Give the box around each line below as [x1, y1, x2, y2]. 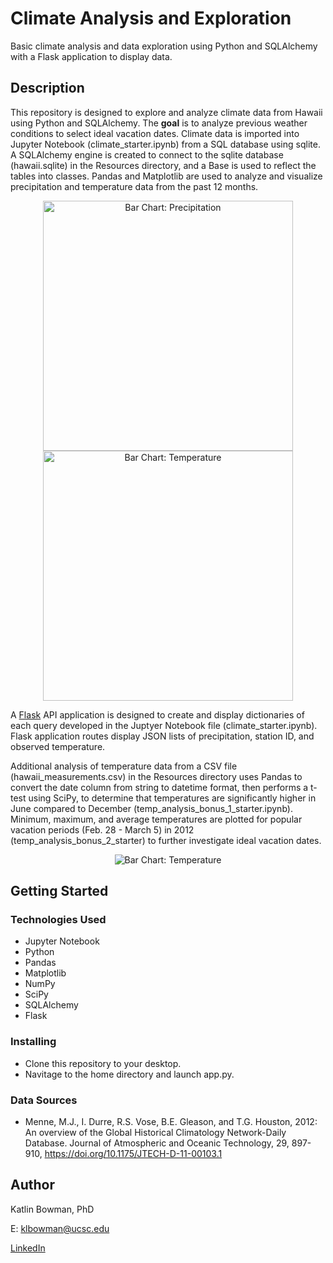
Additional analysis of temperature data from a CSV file [10, 760, 238, 772]
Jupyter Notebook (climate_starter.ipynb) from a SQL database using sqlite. [10, 138, 321, 150]
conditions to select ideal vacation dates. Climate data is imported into [10, 127, 300, 139]
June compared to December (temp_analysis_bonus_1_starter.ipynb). [10, 802, 293, 814]
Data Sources [10, 1093, 78, 1107]
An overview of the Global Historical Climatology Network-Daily [24, 1127, 287, 1139]
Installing [10, 1035, 57, 1049]
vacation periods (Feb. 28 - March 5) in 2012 [10, 823, 195, 836]
